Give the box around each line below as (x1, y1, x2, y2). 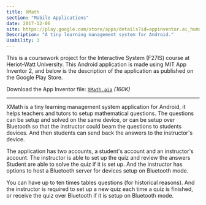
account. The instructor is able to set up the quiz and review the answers (6, 154, 191, 161)
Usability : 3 (6, 37, 40, 43)
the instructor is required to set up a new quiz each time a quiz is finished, (6, 185, 193, 193)
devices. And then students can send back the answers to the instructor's (6, 129, 193, 136)
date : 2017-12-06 (6, 20, 51, 26)
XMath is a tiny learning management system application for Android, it (6, 103, 186, 110)
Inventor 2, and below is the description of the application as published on (6, 67, 194, 74)
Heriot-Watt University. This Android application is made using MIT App (6, 61, 187, 68)
